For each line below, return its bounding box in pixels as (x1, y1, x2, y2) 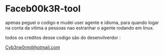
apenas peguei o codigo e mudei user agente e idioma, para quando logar (5, 19, 159, 25)
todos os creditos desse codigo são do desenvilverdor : (5, 34, 121, 40)
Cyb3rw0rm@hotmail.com (5, 44, 61, 50)
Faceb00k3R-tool (5, 3, 81, 14)
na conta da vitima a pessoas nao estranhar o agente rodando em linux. (5, 24, 154, 30)
